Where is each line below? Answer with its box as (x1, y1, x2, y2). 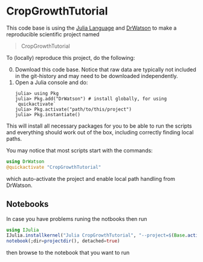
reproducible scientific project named (6, 30, 100, 38)
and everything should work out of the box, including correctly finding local (6, 128, 194, 136)
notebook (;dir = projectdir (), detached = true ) (6, 238, 120, 244)
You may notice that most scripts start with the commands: (6, 146, 153, 154)
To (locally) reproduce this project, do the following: (6, 54, 135, 61)
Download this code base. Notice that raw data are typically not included (14, 65, 196, 73)
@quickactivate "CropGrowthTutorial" (6, 164, 101, 170)
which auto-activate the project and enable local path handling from (6, 175, 175, 182)
